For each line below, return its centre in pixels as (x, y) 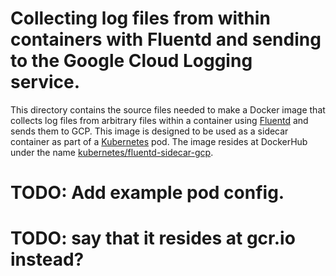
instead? (47, 259)
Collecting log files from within (140, 18)
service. (45, 82)
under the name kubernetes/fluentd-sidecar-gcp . (112, 152)
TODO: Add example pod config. (147, 193)
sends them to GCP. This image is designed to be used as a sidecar (149, 131)
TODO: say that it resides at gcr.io (153, 238)
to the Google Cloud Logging (131, 61)
